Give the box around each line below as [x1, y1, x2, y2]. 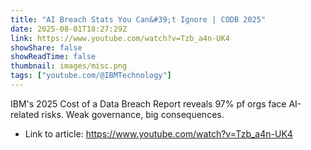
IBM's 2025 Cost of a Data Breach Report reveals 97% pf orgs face [10, 97, 287, 110]
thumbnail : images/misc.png [10, 61, 128, 71]
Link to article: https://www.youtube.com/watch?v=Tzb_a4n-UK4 [24, 127, 293, 140]
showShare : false [10, 42, 83, 53]
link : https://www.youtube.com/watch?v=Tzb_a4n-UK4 [10, 33, 230, 43]
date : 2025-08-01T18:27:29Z [10, 24, 128, 34]
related [10, 108, 40, 120]
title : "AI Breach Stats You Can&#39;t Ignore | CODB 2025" [10, 14, 267, 25]
